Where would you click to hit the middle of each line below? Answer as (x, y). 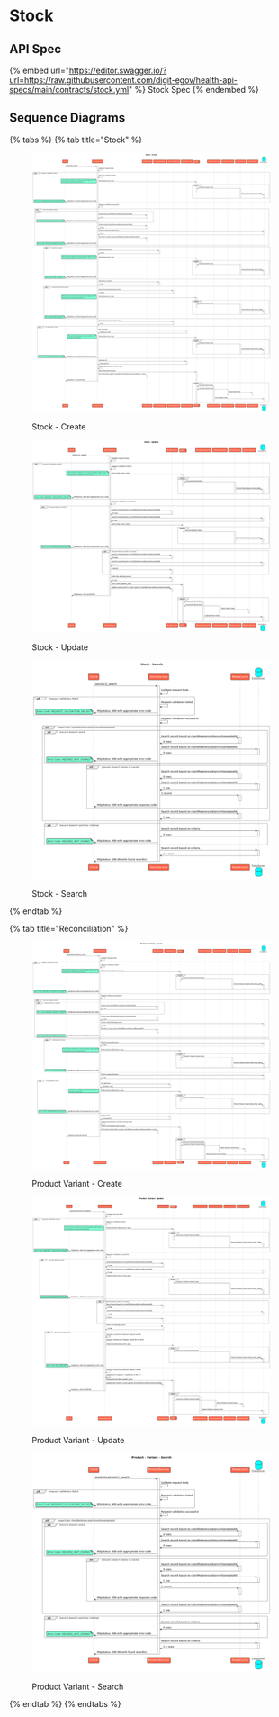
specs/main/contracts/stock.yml (69, 90)
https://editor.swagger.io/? (118, 70)
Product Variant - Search (78, 1686)
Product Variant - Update (78, 1440)
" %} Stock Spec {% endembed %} (194, 90)
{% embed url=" (40, 70)
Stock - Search (60, 894)
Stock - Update (60, 647)
